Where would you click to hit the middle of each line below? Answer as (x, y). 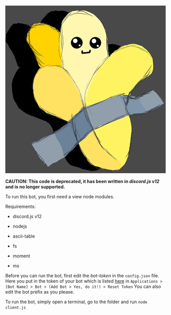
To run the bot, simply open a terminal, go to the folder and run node (76, 302)
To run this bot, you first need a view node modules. (60, 196)
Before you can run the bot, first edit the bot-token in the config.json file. (82, 275)
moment (21, 256)
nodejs (20, 226)
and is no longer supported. (35, 187)
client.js (16, 307)
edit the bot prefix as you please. (40, 292)
